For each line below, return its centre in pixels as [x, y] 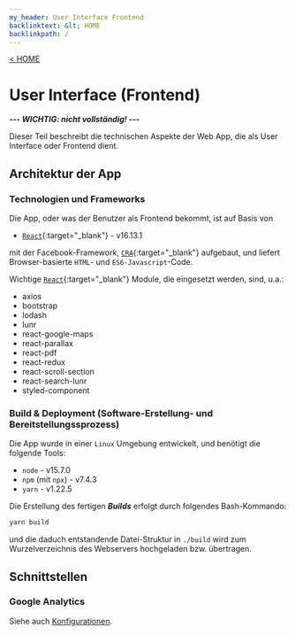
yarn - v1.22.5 [47, 489]
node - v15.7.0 [46, 470]
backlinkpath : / [39, 34]
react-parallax [47, 343]
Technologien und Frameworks [77, 198]
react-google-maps [57, 334]
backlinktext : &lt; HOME [55, 26]
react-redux [44, 362]
